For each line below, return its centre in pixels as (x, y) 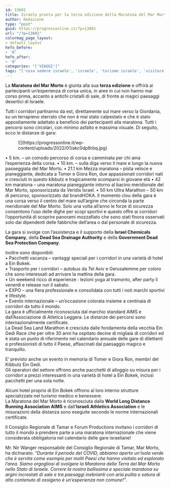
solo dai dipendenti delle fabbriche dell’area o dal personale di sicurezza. (81, 222)
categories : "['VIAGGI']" (32, 66)
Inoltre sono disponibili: (30, 253)
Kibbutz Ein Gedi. (23, 364)
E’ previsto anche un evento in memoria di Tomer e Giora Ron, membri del (82, 359)
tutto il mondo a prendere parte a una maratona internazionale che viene (81, 432)
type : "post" (19, 24)
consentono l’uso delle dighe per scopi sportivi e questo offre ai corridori (81, 211)
